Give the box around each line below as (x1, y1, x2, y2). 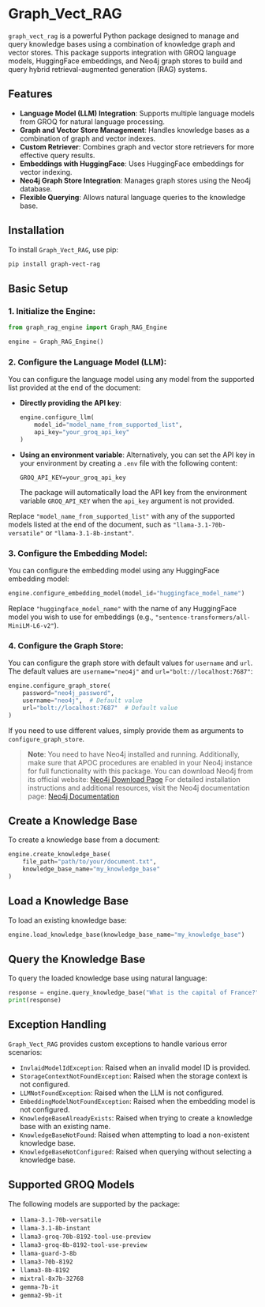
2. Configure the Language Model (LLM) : (8, 357, 167, 368)
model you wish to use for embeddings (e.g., (8, 612, 154, 621)
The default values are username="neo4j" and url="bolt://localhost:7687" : (8, 667, 253, 676)
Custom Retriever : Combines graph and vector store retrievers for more (19, 142, 255, 151)
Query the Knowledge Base (8, 952, 146, 965)
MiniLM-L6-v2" (8, 621, 55, 629)
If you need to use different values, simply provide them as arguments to (8, 725, 244, 735)
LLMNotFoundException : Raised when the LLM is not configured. (19, 1088, 224, 1097)
